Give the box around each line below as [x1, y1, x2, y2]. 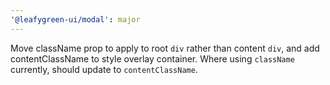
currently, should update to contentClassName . [10, 63, 198, 75]
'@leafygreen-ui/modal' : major [10, 14, 141, 25]
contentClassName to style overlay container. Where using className [10, 52, 295, 65]
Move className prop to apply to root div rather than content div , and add [10, 42, 320, 54]
